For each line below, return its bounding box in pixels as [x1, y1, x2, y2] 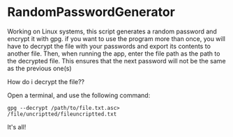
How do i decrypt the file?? [7, 77, 85, 86]
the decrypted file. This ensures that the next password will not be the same [7, 56, 226, 65]
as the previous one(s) [7, 64, 72, 72]
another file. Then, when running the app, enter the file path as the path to [7, 49, 220, 58]
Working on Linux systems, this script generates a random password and [7, 27, 218, 35]
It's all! [7, 122, 27, 131]
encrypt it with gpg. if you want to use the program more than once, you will [7, 34, 225, 42]
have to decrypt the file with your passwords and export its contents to [7, 42, 211, 50]
